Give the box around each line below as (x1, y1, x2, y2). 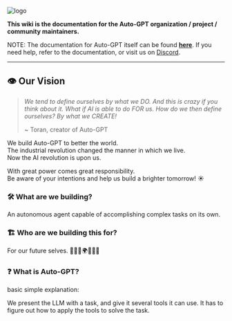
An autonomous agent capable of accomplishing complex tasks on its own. (7, 210, 221, 219)
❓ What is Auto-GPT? (7, 267, 79, 277)
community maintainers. (7, 28, 79, 35)
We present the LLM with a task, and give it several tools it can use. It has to (7, 298, 224, 307)
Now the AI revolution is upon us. (7, 153, 101, 162)
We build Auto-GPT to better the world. (7, 138, 119, 147)
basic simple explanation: (7, 285, 79, 293)
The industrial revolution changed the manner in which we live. (7, 146, 186, 154)
